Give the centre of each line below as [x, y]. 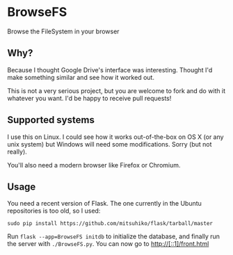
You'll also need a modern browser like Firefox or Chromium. [94, 165]
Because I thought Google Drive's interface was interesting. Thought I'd [110, 69]
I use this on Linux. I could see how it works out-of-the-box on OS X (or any [115, 137]
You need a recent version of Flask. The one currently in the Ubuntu [104, 204]
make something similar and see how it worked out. [81, 77]
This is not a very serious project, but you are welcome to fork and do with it [116, 90]
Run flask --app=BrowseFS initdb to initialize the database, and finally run [114, 236]
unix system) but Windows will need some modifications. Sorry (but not [110, 144]
